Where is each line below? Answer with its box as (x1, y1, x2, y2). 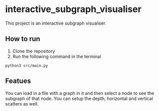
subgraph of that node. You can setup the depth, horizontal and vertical (5, 95, 153, 101)
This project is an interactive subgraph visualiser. (5, 20, 107, 26)
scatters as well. (5, 100, 39, 106)
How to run (5, 35, 41, 43)
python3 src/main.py (5, 63, 49, 68)
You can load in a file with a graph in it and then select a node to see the (5, 90, 154, 96)
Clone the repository (12, 48, 55, 54)
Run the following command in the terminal (12, 53, 101, 59)
